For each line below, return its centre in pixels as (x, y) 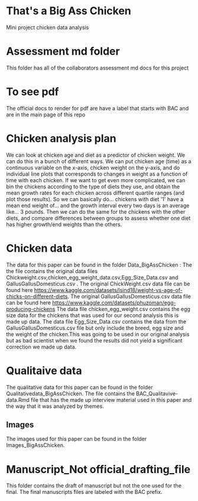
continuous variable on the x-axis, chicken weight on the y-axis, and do (93, 167)
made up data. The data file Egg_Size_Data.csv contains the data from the (96, 321)
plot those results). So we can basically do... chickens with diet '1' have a (95, 199)
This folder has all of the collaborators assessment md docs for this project (98, 68)
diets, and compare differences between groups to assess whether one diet (98, 218)
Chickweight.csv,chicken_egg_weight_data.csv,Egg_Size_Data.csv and (92, 277)
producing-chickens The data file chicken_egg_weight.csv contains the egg (98, 309)
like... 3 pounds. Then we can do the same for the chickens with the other (96, 211)
